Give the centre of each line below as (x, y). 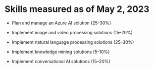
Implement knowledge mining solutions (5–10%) (61, 52)
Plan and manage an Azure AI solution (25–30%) (61, 23)
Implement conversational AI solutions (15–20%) (61, 61)
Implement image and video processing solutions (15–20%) (72, 32)
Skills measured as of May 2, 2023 (77, 9)
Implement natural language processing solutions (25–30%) (73, 42)
